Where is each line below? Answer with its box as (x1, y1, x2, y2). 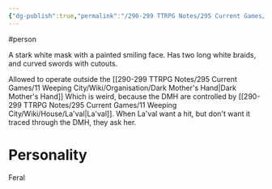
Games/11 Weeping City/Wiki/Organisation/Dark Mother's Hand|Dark (8, 83, 237, 92)
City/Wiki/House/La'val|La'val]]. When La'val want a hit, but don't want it (8, 109, 251, 118)
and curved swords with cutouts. (8, 58, 118, 68)
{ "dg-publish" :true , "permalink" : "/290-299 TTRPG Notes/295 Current (8, 11, 241, 20)
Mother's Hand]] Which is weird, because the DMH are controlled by (8, 91, 237, 101)
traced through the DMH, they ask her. (8, 117, 137, 127)
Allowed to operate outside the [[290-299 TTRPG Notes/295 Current (8, 74, 237, 84)
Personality (8, 145, 87, 164)
